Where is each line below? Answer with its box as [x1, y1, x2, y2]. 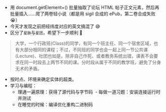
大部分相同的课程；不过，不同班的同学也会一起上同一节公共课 [19, 47, 148, 52]
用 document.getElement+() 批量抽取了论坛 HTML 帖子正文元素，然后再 [10, 5, 159, 10]
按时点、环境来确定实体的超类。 [10, 76, 77, 82]
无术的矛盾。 [15, 66, 42, 72]
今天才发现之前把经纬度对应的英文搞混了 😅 [10, 23, 100, 29]
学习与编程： [10, 83, 37, 88]
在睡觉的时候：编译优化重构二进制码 [17, 101, 93, 107]
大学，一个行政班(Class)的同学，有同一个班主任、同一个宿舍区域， [15, 40, 154, 46]
